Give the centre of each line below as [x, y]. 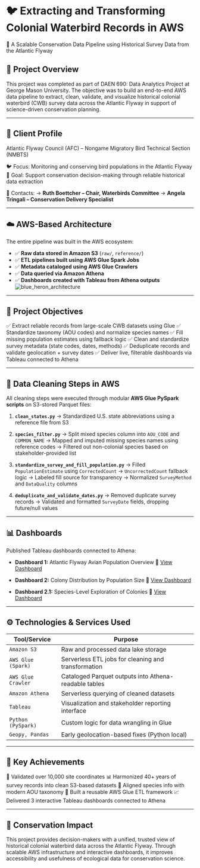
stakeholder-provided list [46, 453]
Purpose [126, 639]
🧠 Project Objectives [45, 311]
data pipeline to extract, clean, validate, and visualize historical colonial [93, 96]
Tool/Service [32, 639]
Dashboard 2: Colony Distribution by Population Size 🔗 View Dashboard [103, 580]
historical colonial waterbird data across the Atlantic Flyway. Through [91, 846]
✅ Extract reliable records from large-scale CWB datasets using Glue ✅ [94, 326]
